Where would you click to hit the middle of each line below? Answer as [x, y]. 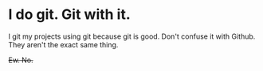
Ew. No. [21, 60]
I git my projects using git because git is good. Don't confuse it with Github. [132, 36]
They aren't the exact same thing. [63, 44]
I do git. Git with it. [70, 15]
